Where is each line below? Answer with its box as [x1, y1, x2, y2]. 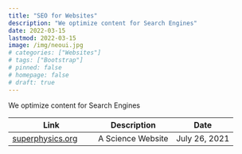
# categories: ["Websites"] [8, 49, 102, 57]
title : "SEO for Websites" [8, 11, 98, 20]
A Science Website [98, 132, 169, 144]
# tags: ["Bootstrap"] [8, 57, 84, 65]
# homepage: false [8, 71, 69, 79]
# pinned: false [8, 64, 62, 72]
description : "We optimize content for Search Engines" [8, 19, 197, 27]
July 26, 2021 [176, 132, 230, 144]
